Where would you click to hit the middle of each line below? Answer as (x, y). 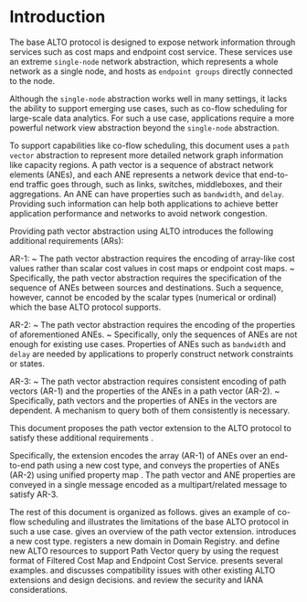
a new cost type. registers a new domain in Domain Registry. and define (145, 541)
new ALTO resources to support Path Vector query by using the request (144, 551)
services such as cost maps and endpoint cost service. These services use (151, 51)
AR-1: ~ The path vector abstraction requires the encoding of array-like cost (152, 259)
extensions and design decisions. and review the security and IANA (136, 580)
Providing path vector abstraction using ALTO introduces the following (142, 231)
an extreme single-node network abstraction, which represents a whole (144, 61)
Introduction (58, 17)
